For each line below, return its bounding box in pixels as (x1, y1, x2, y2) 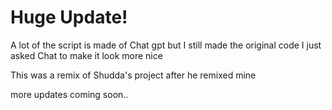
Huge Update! (10, 6, 128, 29)
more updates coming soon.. (10, 88, 129, 100)
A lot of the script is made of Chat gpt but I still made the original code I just (10, 39, 322, 51)
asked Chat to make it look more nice (10, 49, 163, 61)
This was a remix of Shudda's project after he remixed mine (10, 69, 257, 81)
